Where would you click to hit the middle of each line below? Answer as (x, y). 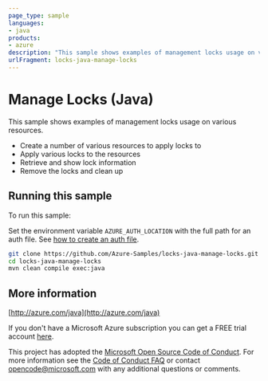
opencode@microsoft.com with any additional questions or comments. (124, 369)
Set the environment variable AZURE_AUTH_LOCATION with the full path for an (130, 230)
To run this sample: (40, 215)
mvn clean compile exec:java (57, 269)
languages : (26, 23)
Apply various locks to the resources (80, 154)
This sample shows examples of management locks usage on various (122, 121)
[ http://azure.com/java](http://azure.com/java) (84, 312)
